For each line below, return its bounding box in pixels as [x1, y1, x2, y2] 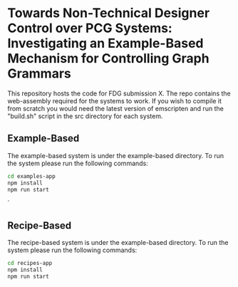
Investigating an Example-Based [7, 36, 204, 51]
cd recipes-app [7, 260, 53, 267]
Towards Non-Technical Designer [7, 5, 210, 21]
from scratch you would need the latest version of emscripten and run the [7, 104, 224, 113]
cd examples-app [7, 172, 56, 179]
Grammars [7, 66, 71, 82]
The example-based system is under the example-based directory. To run [7, 151, 224, 160]
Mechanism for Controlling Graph [7, 51, 209, 67]
